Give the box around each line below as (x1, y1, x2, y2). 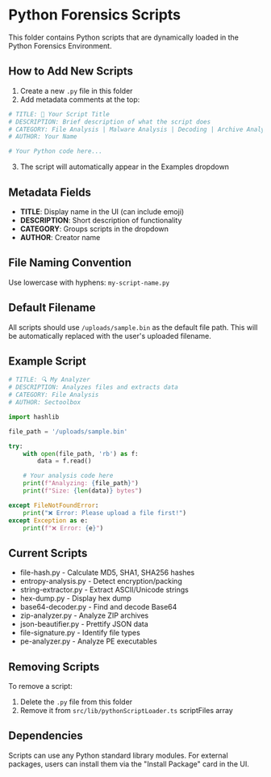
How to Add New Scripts (8, 65, 134, 78)
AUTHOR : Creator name (19, 232, 101, 242)
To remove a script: (8, 682, 73, 690)
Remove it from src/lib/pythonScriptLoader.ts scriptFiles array (19, 706, 234, 715)
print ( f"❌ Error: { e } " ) (23, 524, 104, 532)
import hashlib (8, 412, 60, 421)
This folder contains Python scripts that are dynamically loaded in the (8, 32, 240, 42)
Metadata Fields (8, 185, 91, 199)
